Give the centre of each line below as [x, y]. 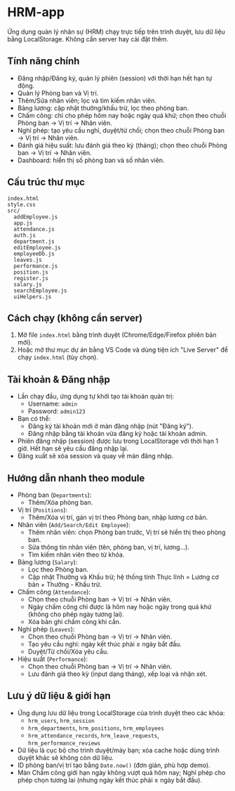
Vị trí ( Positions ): [42, 510]
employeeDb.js [34, 253]
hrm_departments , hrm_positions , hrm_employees [96, 728]
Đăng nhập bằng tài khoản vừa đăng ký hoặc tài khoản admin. [117, 434]
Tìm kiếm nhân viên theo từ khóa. [76, 554]
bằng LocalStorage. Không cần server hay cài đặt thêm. [88, 39]
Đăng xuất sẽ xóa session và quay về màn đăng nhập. [95, 456]
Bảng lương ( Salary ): [47, 562]
